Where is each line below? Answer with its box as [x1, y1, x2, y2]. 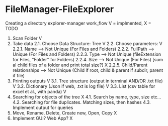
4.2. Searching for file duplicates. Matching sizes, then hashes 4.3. [12, 99, 151, 105]
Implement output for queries [12, 104, 73, 110]
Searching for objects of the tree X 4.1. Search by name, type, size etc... [12, 94, 161, 100]
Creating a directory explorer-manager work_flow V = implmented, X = [5, 20, 151, 26]
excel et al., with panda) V [12, 88, 67, 94]
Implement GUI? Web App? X [12, 115, 73, 121]
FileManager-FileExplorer [5, 4, 114, 15]
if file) [12, 72, 25, 78]
